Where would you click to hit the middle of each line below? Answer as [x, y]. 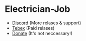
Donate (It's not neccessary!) [42, 33]
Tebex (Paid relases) [33, 28]
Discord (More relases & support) [47, 23]
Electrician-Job [37, 9]
